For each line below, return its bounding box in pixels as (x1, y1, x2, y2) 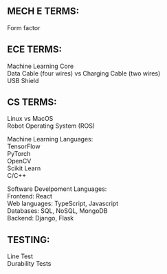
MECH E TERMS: (7, 5, 80, 17)
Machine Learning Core (7, 62, 74, 70)
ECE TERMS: (7, 44, 62, 56)
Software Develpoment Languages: (7, 185, 107, 193)
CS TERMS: (7, 96, 57, 109)
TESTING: (7, 233, 50, 246)
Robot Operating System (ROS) (7, 122, 95, 130)
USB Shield (7, 76, 39, 84)
